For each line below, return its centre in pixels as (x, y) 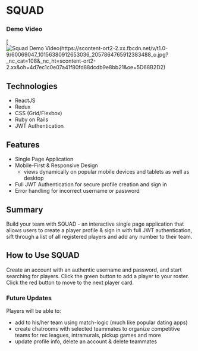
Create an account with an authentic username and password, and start (94, 270)
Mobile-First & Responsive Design (56, 165)
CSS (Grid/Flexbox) (38, 113)
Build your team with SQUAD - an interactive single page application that (95, 224)
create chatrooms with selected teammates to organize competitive (97, 329)
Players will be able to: (34, 311)
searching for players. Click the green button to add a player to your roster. (98, 276)
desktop (34, 178)
